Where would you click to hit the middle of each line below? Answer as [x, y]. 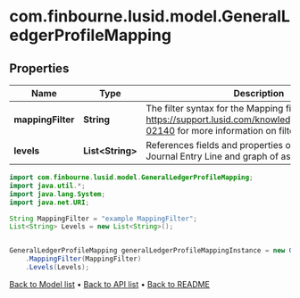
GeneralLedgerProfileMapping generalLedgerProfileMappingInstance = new [147, 251]
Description [259, 93]
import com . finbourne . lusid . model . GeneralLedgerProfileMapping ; [131, 178]
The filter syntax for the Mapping [215, 108]
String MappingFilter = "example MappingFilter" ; [104, 219]
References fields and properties [215, 145]
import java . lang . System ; [57, 194]
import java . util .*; [48, 186]
